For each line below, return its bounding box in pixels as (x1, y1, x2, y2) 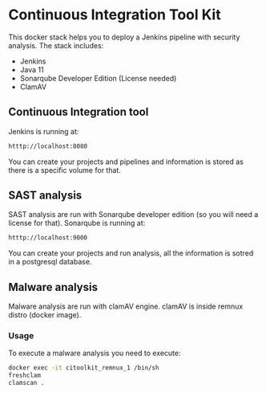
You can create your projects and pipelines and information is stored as (8, 157, 244, 166)
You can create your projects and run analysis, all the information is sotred (8, 248, 254, 258)
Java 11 (19, 64, 44, 74)
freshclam (8, 371, 42, 379)
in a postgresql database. (8, 257, 92, 267)
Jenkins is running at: (8, 126, 79, 136)
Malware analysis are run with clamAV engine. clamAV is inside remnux (8, 301, 244, 311)
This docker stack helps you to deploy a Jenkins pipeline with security (8, 32, 240, 42)
